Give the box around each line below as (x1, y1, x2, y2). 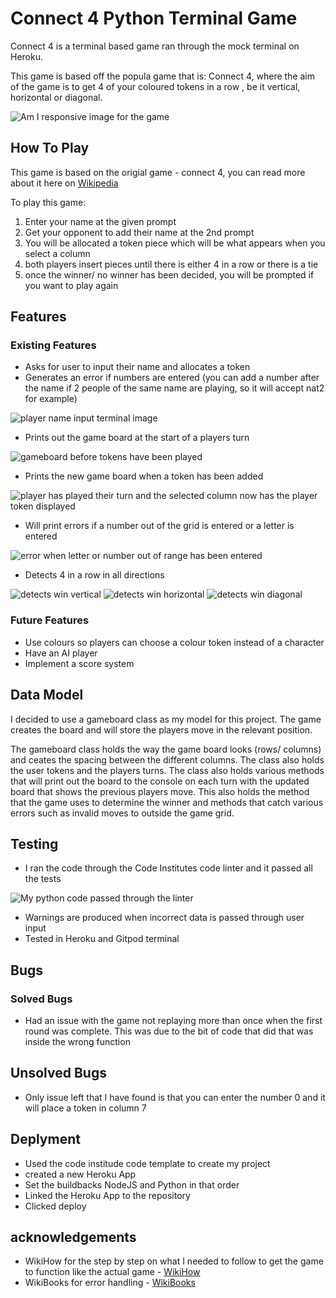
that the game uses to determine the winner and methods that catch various (10, 796, 324, 808)
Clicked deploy (24, 1200, 87, 1212)
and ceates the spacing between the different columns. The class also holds (10, 753, 325, 766)
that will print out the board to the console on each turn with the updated (10, 775, 310, 787)
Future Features (10, 613, 90, 627)
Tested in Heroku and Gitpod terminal (24, 933, 180, 945)
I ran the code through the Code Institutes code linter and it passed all (24, 862, 313, 874)
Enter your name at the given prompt (24, 215, 177, 227)
